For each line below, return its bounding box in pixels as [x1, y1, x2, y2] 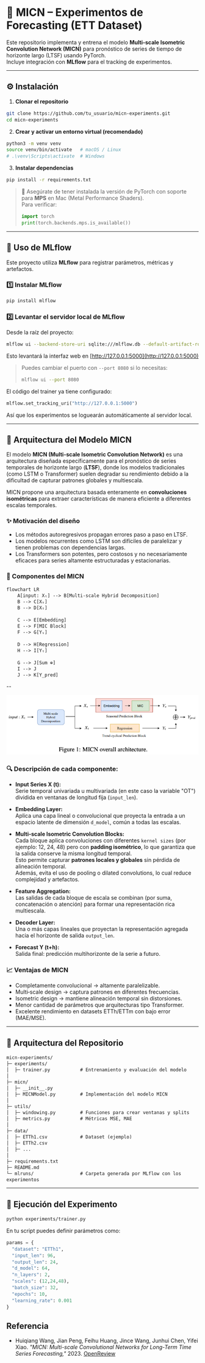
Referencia [6, 1321, 49, 1331]
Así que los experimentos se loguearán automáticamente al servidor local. [6, 411, 193, 419]
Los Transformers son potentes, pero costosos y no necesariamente [15, 550, 188, 557]
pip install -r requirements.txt [6, 177, 92, 183]
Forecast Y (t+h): [15, 944, 60, 951]
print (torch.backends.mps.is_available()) [21, 220, 131, 226]
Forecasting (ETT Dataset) [6, 18, 143, 32]
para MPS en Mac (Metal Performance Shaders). [21, 195, 145, 201]
